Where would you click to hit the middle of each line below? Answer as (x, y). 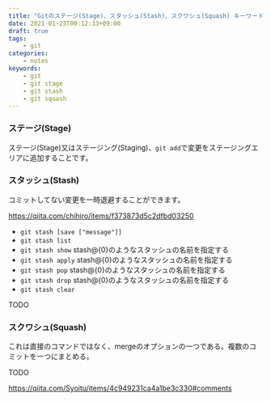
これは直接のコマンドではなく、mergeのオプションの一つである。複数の (129, 346)
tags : (17, 38)
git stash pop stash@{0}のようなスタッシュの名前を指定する (123, 270)
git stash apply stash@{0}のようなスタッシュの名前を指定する (126, 260)
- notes (36, 61)
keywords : (25, 69)
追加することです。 (61, 158)
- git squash (45, 99)
